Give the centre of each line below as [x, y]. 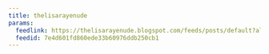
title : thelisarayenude [48, 15]
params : [21, 23]
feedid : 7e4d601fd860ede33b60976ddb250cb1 [87, 38]
